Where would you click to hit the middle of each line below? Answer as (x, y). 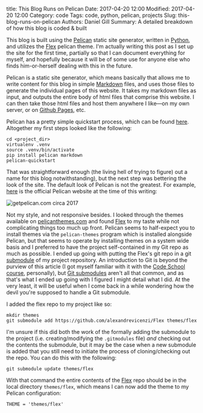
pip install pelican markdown (45, 155)
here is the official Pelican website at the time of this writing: (82, 191)
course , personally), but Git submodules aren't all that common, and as (95, 273)
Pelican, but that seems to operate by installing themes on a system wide (98, 241)
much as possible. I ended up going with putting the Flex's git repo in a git (99, 254)
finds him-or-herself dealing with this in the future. (70, 66)
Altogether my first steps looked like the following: (69, 128)
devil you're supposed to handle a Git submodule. (68, 292)
